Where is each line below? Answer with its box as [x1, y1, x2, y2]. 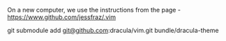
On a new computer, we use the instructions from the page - [7, 6, 181, 14]
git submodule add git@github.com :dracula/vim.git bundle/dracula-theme [7, 27, 219, 34]
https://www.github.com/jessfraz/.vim [7, 13, 116, 21]
